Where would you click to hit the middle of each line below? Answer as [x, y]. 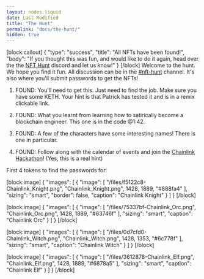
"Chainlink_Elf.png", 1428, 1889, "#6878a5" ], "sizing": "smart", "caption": [99, 264]
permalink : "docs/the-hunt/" [43, 29]
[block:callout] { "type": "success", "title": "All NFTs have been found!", [96, 52]
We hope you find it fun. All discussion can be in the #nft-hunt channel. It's [100, 72]
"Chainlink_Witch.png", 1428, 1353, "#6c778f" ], [123, 239]
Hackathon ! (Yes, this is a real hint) [59, 159]
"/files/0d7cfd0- [126, 232]
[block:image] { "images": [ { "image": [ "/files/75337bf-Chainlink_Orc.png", [101, 207]
